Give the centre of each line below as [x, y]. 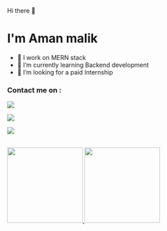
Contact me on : [35, 90]
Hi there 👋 [21, 11]
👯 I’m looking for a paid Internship [65, 72]
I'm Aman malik [52, 39]
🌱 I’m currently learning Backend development [83, 65]
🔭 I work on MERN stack [51, 57]
